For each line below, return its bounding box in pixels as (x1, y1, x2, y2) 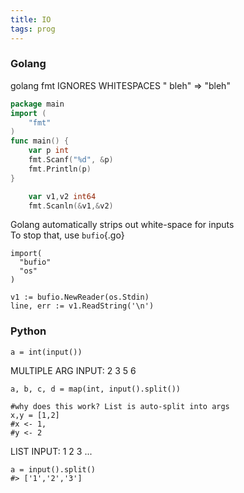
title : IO (10, 14, 52, 25)
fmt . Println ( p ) (28, 164, 92, 174)
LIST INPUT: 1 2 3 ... (10, 445, 93, 457)
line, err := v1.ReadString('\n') (10, 301, 155, 311)
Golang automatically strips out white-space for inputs (10, 219, 235, 231)
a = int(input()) (10, 347, 83, 357)
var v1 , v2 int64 (28, 191, 97, 201)
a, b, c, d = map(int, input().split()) (10, 384, 182, 394)
